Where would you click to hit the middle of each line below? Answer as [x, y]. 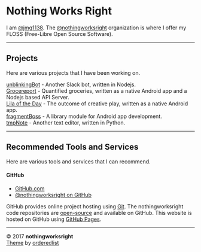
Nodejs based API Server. [38, 97]
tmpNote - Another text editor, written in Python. [66, 122]
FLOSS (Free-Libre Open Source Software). [60, 34]
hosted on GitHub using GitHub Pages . [54, 219]
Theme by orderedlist [33, 242]
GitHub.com [30, 188]
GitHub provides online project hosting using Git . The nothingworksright [95, 206]
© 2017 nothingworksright [40, 236]
